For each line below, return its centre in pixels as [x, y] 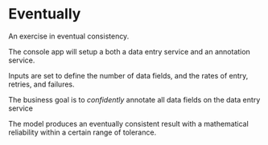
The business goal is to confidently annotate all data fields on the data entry [134, 99]
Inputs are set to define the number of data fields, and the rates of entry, [128, 75]
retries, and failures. [41, 84]
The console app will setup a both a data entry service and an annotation [130, 51]
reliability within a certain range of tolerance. [82, 132]
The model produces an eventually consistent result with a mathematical [129, 123]
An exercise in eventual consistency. [69, 36]
